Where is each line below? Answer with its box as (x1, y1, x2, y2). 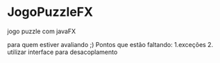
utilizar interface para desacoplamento (7, 48, 118, 56)
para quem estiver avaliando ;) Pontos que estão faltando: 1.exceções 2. (7, 40, 214, 48)
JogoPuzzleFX (7, 4, 94, 20)
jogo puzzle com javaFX (7, 27, 76, 35)
